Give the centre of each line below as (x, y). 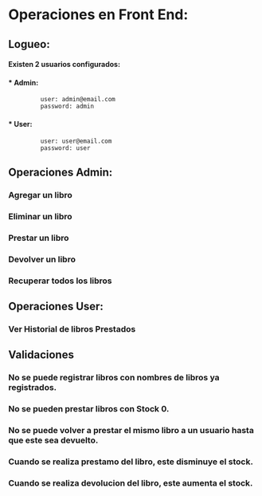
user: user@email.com (76, 141)
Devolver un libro (42, 259)
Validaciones (41, 355)
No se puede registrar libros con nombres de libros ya (114, 378)
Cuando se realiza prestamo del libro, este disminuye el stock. (131, 462)
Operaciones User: (56, 306)
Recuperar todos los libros (61, 281)
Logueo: (29, 44)
